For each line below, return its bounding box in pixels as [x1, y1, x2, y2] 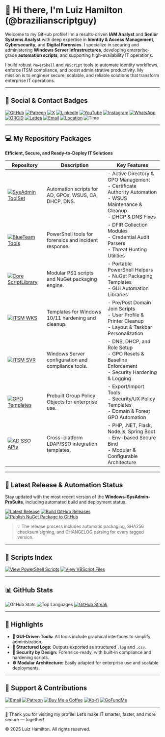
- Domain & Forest [108, 407, 151, 414]
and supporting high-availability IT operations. [59, 52, 154, 58]
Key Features [116, 161, 149, 168]
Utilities [108, 252, 125, 259]
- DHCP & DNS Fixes [108, 213, 156, 220]
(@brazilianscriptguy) [5, 15, 97, 26]
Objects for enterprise [46, 398, 98, 405]
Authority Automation [108, 189, 157, 195]
